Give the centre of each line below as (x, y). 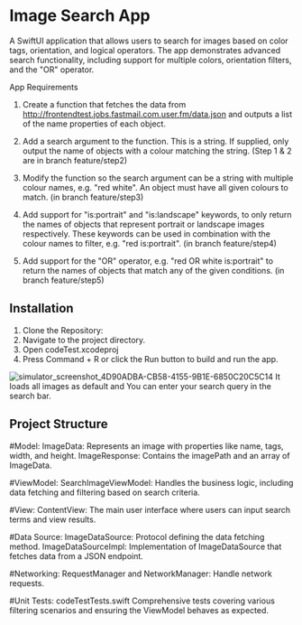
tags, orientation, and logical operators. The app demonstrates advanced (145, 50)
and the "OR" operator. (52, 70)
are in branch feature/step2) (75, 160)
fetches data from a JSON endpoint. (77, 555)
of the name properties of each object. (94, 124)
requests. (27, 583)
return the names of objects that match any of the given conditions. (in (153, 270)
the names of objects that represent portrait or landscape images (143, 224)
